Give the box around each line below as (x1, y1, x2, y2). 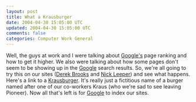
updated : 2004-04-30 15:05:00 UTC (6, 25, 91, 31)
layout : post (6, 8, 38, 15)
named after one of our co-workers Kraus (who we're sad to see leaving (6, 83, 181, 90)
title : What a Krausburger (6, 14, 72, 20)
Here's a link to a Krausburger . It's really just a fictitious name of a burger (6, 77, 184, 84)
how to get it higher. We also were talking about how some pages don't (6, 58, 178, 65)
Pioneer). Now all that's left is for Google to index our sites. (6, 89, 149, 96)
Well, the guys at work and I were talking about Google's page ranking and (6, 52, 187, 59)
